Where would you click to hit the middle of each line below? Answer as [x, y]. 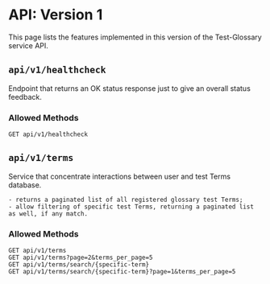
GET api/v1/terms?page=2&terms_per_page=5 [81, 258]
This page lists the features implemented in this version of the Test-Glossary [135, 37]
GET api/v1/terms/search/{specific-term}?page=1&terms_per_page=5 [122, 272]
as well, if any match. [48, 214]
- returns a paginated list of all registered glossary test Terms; [126, 200]
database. [25, 185]
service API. [28, 45]
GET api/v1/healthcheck [48, 134]
